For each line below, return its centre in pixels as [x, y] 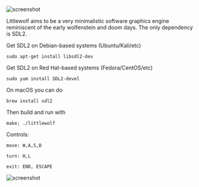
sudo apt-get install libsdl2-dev [50, 57]
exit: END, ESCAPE [29, 166]
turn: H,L [19, 156]
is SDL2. [17, 34]
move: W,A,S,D [24, 145]
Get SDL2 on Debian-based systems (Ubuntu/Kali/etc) [74, 46]
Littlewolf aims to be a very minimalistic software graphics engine [88, 21]
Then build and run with [36, 112]
